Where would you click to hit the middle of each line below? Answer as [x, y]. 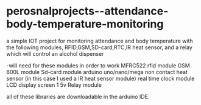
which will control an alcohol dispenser [55, 53]
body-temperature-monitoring [85, 24]
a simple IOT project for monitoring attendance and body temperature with [100, 41]
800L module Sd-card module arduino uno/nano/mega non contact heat [97, 72]
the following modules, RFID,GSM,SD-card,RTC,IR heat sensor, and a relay [100, 47]
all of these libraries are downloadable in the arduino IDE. [78, 97]
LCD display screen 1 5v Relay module [54, 85]
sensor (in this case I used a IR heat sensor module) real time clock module [100, 78]
